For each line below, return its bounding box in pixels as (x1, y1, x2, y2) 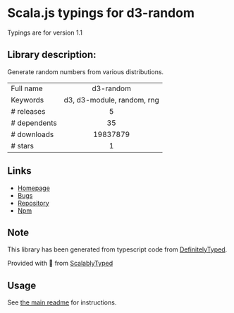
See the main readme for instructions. (7, 298, 117, 307)
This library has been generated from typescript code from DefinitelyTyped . (7, 245, 228, 254)
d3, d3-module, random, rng (63, 95, 160, 105)
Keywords (11, 95, 44, 105)
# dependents (11, 118, 58, 128)
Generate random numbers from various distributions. (7, 67, 164, 76)
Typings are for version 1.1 (7, 28, 83, 37)
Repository (17, 199, 49, 207)
